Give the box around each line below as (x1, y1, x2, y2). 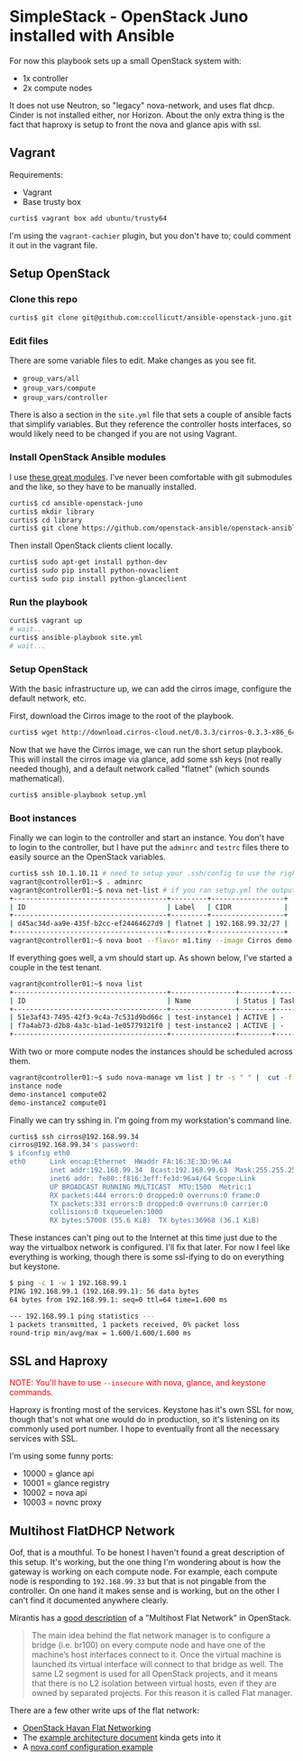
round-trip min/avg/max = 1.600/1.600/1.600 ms (9, 1329, 192, 1338)
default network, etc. (9, 693, 87, 703)
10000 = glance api (22, 1469, 95, 1479)
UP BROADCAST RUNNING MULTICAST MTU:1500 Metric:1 (49, 1182, 252, 1191)
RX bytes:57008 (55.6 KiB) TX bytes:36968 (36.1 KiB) (49, 1216, 260, 1225)
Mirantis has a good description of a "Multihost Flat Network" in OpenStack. (9, 1613, 292, 1624)
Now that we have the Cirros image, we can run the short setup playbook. (9, 744, 284, 755)
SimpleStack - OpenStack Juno (9, 6, 249, 27)
